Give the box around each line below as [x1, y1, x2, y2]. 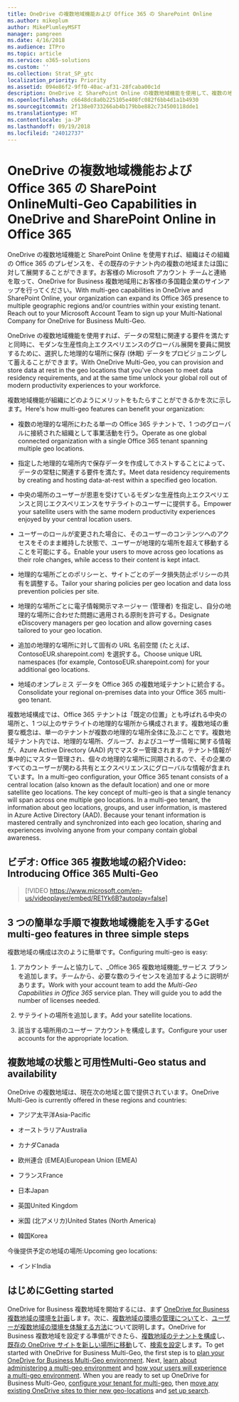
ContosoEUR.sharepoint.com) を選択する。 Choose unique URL [17, 650, 203, 658]
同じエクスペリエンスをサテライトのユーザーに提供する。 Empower [36, 500, 232, 508]
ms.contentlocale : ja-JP [7, 116, 81, 123]
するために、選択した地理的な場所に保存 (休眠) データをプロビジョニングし [7, 349, 228, 358]
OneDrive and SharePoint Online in [7, 211, 216, 227]
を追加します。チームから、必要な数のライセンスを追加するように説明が [17, 971, 229, 980]
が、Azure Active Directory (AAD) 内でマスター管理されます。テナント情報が [7, 746, 232, 754]
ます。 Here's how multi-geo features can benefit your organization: [7, 405, 205, 413]
